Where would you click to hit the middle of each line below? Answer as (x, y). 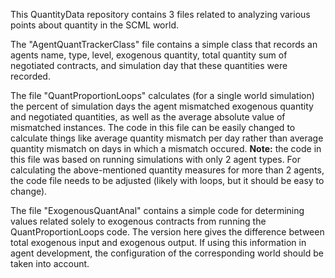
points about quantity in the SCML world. (94, 25)
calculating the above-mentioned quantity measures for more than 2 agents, (167, 170)
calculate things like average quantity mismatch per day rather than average (167, 138)
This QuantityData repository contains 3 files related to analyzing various (160, 14)
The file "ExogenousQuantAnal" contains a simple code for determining (157, 210)
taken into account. (50, 263)
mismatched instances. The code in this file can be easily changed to (153, 127)
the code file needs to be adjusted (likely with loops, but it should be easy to (167, 180)
